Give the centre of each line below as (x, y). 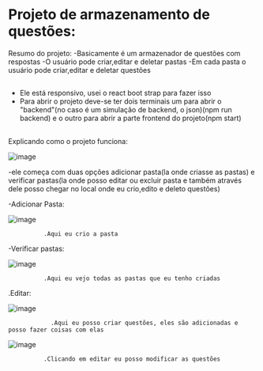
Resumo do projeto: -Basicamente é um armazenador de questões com (124, 53)
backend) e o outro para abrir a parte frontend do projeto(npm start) (131, 118)
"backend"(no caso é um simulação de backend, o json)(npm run (126, 110)
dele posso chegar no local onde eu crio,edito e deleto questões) (115, 188)
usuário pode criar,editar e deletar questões (80, 70)
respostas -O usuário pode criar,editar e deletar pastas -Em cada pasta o (127, 62)
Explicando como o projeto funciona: (68, 141)
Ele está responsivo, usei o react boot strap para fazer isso (115, 93)
